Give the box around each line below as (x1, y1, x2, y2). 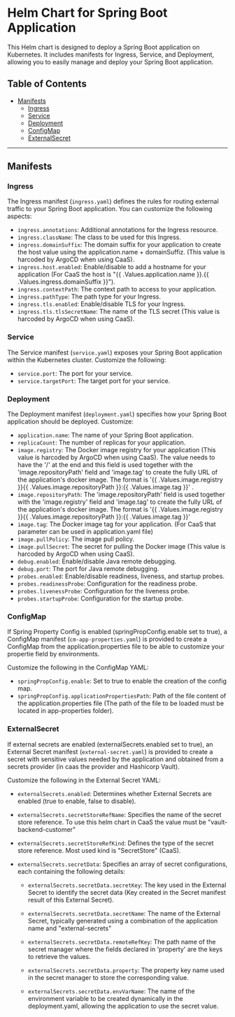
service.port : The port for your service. (17, 369, 133, 377)
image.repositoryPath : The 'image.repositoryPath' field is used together (17, 491, 225, 499)
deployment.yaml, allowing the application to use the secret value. (27, 1002, 219, 1010)
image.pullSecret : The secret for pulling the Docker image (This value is (17, 542, 226, 551)
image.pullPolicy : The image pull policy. (17, 535, 135, 543)
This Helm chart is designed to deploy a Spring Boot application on (7, 43, 200, 51)
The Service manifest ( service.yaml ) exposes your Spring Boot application (7, 348, 222, 356)
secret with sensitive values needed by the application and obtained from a (7, 755, 224, 763)
